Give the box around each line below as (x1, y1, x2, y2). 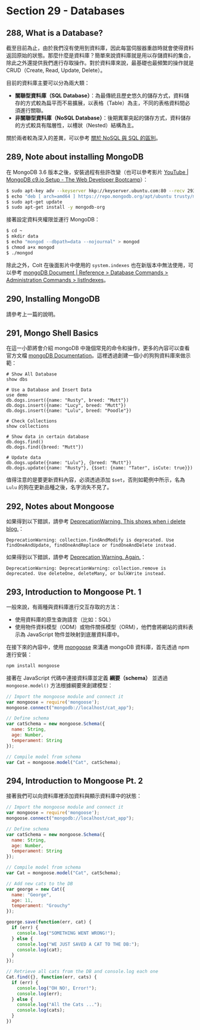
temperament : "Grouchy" (11, 903, 70, 909)
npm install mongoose (6, 662, 60, 669)
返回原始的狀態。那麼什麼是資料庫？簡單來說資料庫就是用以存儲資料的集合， (6, 52, 194, 59)
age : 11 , (11, 897, 33, 903)
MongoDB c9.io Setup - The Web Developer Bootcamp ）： (6, 176, 149, 183)
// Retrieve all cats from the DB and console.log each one (6, 969, 159, 975)
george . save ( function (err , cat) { (6, 919, 92, 925)
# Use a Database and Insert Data (6, 387, 92, 393)
